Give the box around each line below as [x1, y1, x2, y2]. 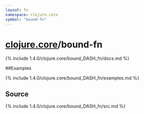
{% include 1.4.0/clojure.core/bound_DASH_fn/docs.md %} [5, 55, 130, 61]
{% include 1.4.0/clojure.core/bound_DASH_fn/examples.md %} [5, 75, 139, 81]
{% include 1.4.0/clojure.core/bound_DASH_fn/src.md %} [5, 103, 126, 109]
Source [5, 90, 29, 98]
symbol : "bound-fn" [5, 17, 47, 22]
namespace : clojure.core [5, 12, 58, 17]
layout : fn [5, 7, 29, 13]
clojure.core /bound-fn [5, 39, 103, 50]
